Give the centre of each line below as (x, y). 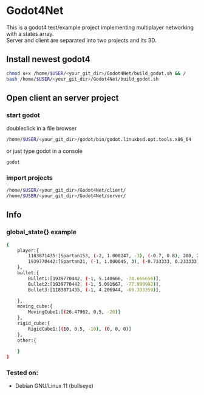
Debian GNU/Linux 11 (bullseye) (54, 386)
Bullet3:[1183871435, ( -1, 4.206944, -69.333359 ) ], (95, 290)
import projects (30, 178)
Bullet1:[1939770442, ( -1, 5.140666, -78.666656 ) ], (95, 279)
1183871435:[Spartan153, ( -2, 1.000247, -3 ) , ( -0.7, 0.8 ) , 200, (111, 256)
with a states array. (30, 33)
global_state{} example (42, 232)
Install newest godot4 (48, 59)
